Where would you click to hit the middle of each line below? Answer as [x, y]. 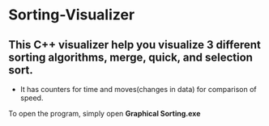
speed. [32, 98]
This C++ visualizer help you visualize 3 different [134, 45]
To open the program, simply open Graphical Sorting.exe [105, 113]
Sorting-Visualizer [72, 15]
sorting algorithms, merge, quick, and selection [131, 57]
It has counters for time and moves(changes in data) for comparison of [138, 89]
